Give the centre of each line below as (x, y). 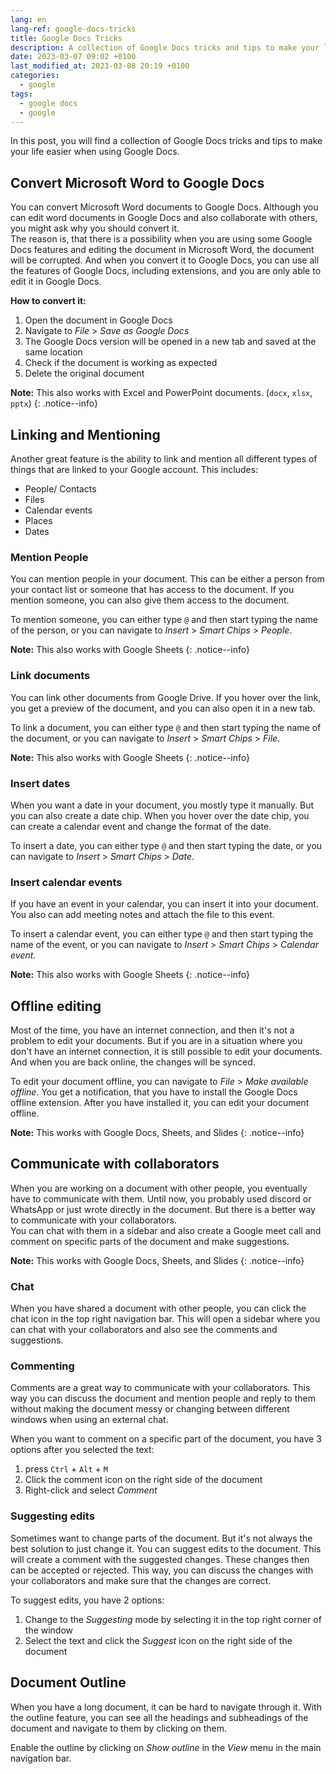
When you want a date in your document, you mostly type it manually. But (162, 805)
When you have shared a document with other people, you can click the (158, 1308)
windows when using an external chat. (89, 1420)
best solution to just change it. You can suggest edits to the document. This (166, 1548)
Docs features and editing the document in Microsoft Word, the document (162, 250)
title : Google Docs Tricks (66, 38)
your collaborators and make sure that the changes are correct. (141, 1580)
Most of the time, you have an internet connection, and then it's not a (152, 1030)
